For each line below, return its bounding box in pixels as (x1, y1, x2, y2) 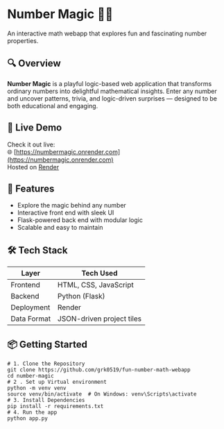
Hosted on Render (7, 162, 60, 171)
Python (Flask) (58, 292, 105, 301)
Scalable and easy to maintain (17, 224, 103, 232)
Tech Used (81, 269, 118, 278)
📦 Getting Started (7, 338, 88, 350)
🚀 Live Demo (7, 121, 62, 134)
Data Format (10, 314, 51, 323)
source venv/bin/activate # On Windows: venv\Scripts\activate (7, 391, 197, 398)
